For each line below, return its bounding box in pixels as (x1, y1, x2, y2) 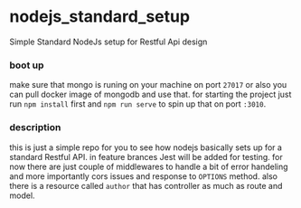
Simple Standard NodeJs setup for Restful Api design (9, 36, 208, 47)
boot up (9, 59, 44, 71)
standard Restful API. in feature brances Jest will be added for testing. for (9, 151, 283, 162)
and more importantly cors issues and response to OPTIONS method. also (9, 170, 278, 182)
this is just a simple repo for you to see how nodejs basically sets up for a (9, 142, 283, 153)
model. (9, 190, 35, 201)
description (9, 121, 61, 134)
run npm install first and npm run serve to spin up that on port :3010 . (9, 99, 267, 109)
